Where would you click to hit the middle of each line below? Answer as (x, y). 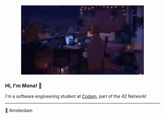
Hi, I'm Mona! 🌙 (24, 86)
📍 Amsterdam (19, 111)
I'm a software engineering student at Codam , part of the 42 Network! (76, 96)
